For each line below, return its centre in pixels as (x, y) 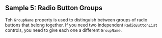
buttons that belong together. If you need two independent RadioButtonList (81, 25)
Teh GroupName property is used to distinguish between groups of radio (76, 19)
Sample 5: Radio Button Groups (54, 8)
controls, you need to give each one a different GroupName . (64, 30)
